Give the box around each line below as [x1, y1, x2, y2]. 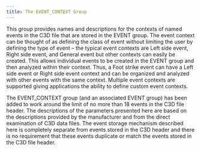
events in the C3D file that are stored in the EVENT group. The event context [6, 31, 195, 39]
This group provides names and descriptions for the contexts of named [6, 25, 182, 32]
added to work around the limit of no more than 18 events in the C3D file [6, 100, 184, 108]
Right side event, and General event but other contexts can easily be [6, 50, 176, 58]
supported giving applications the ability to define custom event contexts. [6, 82, 188, 90]
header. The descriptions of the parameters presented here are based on [6, 107, 187, 114]
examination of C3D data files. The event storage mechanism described [6, 119, 184, 126]
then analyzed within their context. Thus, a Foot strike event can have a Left [6, 64, 194, 71]
